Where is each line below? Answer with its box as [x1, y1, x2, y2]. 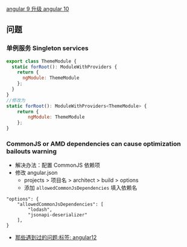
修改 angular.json [14, 169, 58, 177]
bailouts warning [6, 147, 57, 155]
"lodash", [28, 207, 52, 213]
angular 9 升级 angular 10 [6, 5, 69, 12]
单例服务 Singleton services [6, 44, 89, 52]
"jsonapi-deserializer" [28, 212, 87, 218]
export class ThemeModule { [6, 58, 77, 64]
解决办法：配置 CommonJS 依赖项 [14, 161, 101, 169]
